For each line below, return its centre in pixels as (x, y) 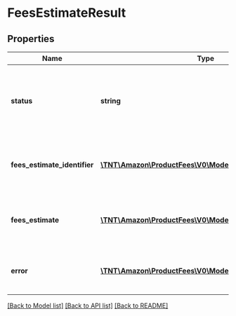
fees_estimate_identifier (52, 165)
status (22, 101)
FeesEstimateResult (67, 13)
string (111, 101)
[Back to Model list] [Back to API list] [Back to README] (88, 305)
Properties (31, 39)
